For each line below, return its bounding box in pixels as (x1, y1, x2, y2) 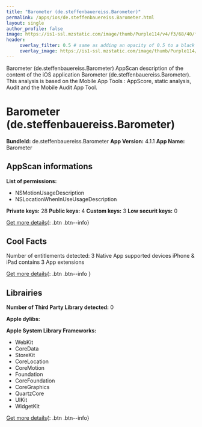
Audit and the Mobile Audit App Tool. (6, 84, 97, 91)
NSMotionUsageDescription (14, 189, 85, 196)
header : (6, 37, 26, 43)
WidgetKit (14, 403, 40, 410)
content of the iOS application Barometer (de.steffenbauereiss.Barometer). (6, 70, 191, 78)
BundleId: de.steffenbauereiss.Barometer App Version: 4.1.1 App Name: (6, 137, 185, 145)
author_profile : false (6, 25, 63, 32)
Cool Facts (6, 236, 47, 246)
